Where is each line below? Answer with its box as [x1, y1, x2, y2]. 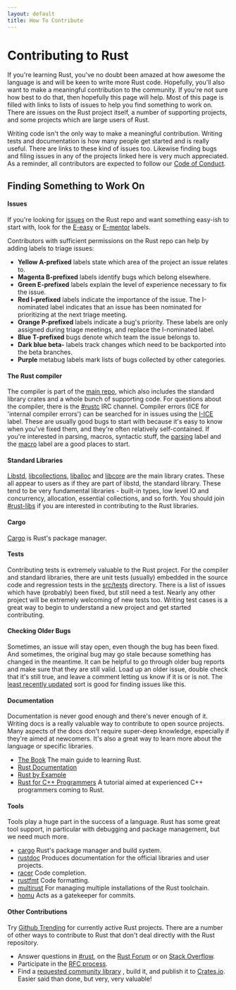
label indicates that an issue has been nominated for [50, 303, 202, 312]
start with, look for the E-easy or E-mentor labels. [7, 223, 151, 232]
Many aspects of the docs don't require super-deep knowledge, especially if [7, 727, 230, 736]
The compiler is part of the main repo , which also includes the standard [7, 387, 215, 396]
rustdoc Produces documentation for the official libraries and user [17, 854, 209, 862]
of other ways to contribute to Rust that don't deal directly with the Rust [7, 931, 215, 939]
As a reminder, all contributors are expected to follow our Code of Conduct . [7, 160, 226, 168]
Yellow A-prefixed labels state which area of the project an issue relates [17, 258, 228, 266]
